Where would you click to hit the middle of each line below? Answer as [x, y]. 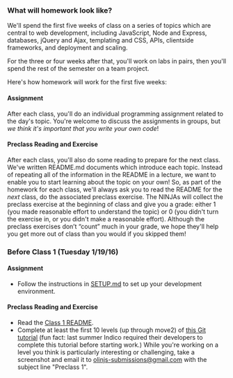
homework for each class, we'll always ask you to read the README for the [115, 189]
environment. [36, 291]
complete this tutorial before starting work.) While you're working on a [118, 345]
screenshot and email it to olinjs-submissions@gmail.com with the [112, 360]
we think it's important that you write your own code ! [83, 128]
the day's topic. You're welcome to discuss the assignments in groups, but [114, 121]
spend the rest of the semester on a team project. [78, 69]
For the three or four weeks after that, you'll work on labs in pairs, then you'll [117, 61]
